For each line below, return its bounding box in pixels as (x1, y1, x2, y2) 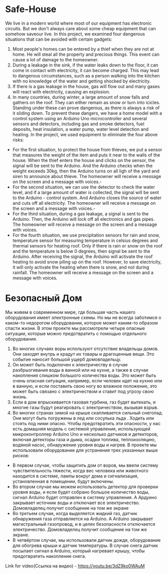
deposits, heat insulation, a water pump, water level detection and (12, 126, 149, 132)
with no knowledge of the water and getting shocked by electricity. (12, 78, 151, 84)
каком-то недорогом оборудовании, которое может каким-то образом (5, 319, 158, 325)
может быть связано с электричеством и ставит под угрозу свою (12, 388, 154, 394)
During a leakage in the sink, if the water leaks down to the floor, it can (12, 62, 158, 68)
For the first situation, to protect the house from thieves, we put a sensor (12, 146, 162, 152)
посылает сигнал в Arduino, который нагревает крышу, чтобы (12, 547, 145, 554)
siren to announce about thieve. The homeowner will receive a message (12, 173, 161, 179)
